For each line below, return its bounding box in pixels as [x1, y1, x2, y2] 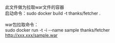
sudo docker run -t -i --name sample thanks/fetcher [5, 27, 110, 33]
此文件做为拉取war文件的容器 [5, 4, 65, 10]
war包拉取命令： [5, 21, 39, 27]
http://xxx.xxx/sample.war [5, 32, 58, 38]
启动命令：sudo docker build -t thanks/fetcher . [5, 10, 101, 16]
